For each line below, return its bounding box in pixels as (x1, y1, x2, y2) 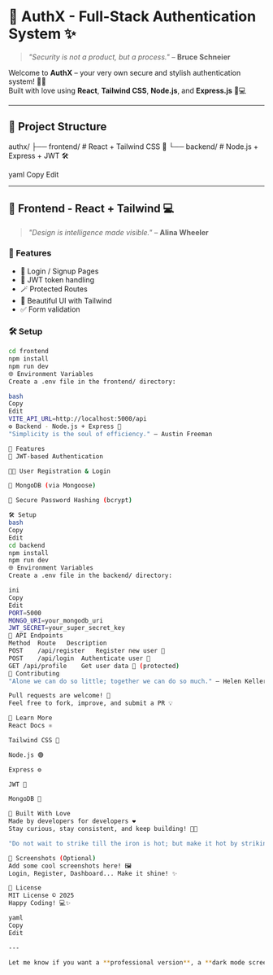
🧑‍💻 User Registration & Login (8, 467, 111, 475)
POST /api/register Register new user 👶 (8, 647, 165, 655)
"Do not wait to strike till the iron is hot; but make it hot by (8, 839, 238, 847)
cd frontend (8, 348, 49, 356)
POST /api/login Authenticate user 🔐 (8, 654, 151, 662)
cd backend (8, 541, 45, 549)
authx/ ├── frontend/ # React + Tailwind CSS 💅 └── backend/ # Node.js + (8, 142, 258, 151)
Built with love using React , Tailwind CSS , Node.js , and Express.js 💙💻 (8, 85, 246, 95)
